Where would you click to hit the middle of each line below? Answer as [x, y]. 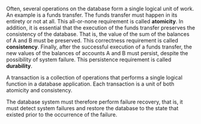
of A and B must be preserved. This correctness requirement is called [92, 40]
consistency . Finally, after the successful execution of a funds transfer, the [99, 47]
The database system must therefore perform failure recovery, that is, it [94, 102]
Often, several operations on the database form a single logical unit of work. [100, 9]
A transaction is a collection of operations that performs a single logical [94, 78]
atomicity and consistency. [39, 90]
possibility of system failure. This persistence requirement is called [89, 60]
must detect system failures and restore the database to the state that [92, 108]
